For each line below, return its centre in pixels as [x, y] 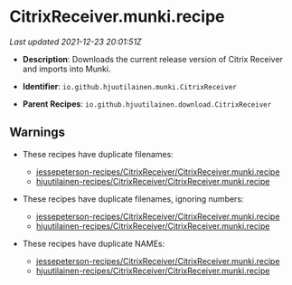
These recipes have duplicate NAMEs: [94, 243]
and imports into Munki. [66, 69]
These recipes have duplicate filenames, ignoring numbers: [133, 199]
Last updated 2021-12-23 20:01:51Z [75, 42]
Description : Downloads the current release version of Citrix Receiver [152, 59]
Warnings [38, 133]
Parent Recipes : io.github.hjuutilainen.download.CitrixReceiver [147, 104]
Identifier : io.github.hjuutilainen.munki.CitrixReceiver [129, 86]
